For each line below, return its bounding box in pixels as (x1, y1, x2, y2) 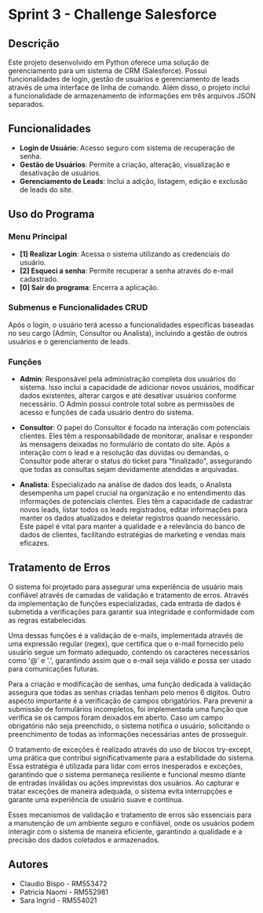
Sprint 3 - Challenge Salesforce (8, 6, 217, 24)
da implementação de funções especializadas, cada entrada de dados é (8, 598, 242, 608)
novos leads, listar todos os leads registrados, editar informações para (19, 505, 248, 514)
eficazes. (19, 539, 49, 548)
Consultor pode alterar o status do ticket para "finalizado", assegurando (19, 456, 253, 466)
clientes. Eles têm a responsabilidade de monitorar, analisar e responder (19, 431, 254, 441)
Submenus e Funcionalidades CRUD (8, 302, 148, 313)
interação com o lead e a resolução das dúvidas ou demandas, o (19, 448, 229, 458)
